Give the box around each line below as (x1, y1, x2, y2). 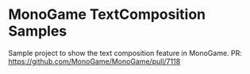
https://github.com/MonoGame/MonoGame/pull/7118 (8, 57, 181, 66)
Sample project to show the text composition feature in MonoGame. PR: (8, 48, 242, 57)
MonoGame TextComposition (8, 6, 206, 24)
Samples (8, 22, 67, 40)
